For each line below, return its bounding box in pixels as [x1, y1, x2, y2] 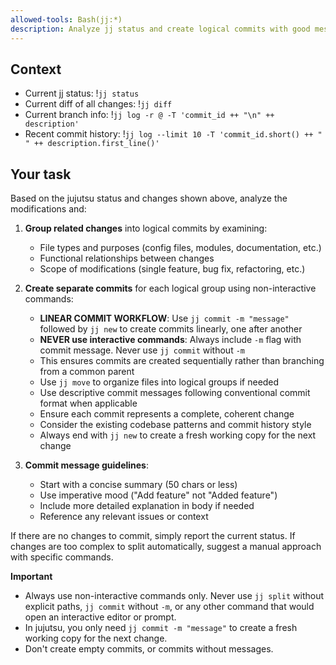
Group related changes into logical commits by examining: [24, 222, 268, 235]
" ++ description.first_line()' [24, 139, 160, 149]
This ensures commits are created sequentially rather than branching [39, 355, 325, 367]
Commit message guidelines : [24, 459, 150, 471]
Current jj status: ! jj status [24, 87, 140, 100]
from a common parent [39, 366, 135, 378]
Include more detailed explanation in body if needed [39, 500, 255, 512]
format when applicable [39, 397, 138, 410]
